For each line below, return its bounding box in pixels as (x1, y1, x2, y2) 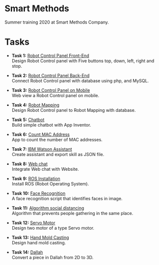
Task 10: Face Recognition (11, 190, 66, 196)
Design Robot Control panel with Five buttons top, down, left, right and (11, 57, 155, 64)
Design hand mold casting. (11, 239, 66, 245)
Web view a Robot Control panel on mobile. (11, 92, 99, 98)
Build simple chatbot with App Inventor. (11, 122, 91, 128)
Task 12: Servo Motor (11, 219, 55, 226)
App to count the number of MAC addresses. (11, 136, 103, 142)
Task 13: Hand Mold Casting (11, 234, 69, 240)
